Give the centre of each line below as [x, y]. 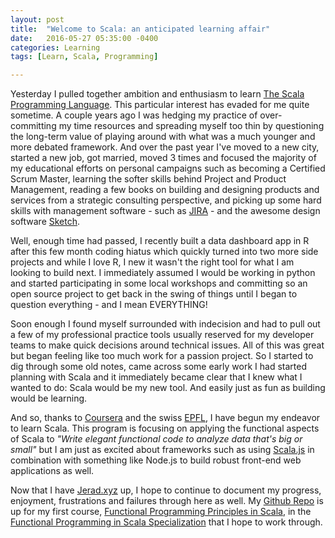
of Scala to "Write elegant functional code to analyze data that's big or [156, 439]
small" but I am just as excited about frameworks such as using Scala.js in [162, 450]
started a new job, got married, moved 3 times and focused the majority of [163, 158]
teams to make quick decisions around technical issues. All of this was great [167, 345]
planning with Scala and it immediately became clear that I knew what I [156, 377]
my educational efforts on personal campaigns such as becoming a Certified [168, 168]
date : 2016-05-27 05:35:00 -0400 [84, 38]
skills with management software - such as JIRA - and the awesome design [165, 211]
